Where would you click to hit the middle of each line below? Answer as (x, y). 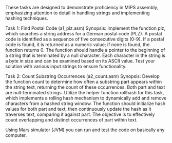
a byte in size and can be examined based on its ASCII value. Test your (80, 61)
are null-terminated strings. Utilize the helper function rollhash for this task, (85, 93)
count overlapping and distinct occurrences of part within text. (71, 120)
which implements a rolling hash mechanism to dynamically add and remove (86, 98)
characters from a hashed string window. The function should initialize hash (85, 104)
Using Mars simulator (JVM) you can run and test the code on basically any (85, 130)
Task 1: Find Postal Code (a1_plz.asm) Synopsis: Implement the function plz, (85, 28)
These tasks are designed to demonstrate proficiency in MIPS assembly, (82, 7)
